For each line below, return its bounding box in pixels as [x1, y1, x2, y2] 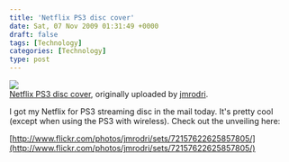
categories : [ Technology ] [9, 47, 106, 56]
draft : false [9, 30, 59, 39]
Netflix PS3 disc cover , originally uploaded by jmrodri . [9, 89, 209, 99]
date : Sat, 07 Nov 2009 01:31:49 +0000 [9, 22, 159, 31]
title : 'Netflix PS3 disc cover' [9, 13, 135, 22]
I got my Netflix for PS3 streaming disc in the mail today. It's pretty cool [9, 106, 274, 117]
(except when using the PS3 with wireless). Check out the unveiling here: [9, 116, 281, 126]
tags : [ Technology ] [9, 38, 83, 48]
